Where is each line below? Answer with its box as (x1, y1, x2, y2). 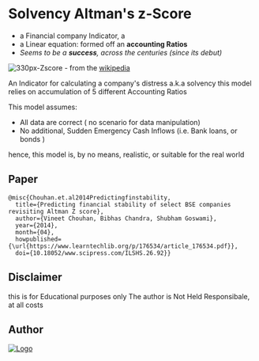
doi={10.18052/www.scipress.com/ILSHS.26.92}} (15, 249, 171, 257)
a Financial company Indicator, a (19, 31, 126, 40)
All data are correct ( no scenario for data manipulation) (19, 117, 201, 127)
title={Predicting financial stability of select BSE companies (15, 200, 231, 208)
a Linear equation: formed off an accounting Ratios (19, 39, 188, 48)
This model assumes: (8, 102, 77, 112)
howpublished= (15, 235, 62, 243)
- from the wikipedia (64, 63, 130, 72)
